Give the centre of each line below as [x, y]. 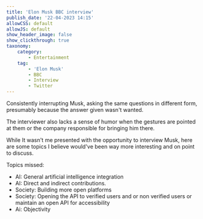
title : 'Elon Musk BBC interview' [50, 12]
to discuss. [20, 153]
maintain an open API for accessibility [62, 203]
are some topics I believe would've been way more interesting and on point [101, 147]
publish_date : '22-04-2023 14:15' [50, 18]
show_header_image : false [39, 35]
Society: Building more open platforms [63, 190]
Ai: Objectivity [33, 209]
